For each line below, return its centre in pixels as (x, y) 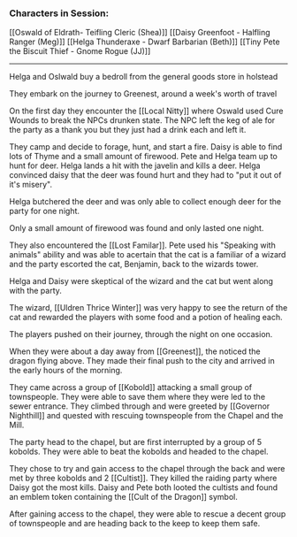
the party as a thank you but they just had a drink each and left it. (128, 130)
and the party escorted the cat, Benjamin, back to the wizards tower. (134, 265)
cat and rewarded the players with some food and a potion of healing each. (146, 318)
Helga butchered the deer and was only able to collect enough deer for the (145, 202)
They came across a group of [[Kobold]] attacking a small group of (131, 387)
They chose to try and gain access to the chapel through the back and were (147, 469)
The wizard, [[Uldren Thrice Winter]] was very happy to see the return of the (148, 308)
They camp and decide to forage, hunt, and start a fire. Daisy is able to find (146, 147)
